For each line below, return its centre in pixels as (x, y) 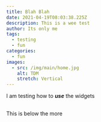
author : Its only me (32, 29)
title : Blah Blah (28, 12)
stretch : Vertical (40, 79)
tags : (13, 34)
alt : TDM (28, 73)
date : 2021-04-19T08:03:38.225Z (47, 17)
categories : (21, 51)
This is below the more (35, 113)
